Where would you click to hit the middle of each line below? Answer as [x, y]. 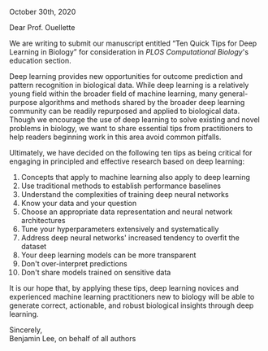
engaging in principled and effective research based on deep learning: [127, 161]
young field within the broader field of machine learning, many [113, 94]
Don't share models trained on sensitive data [96, 272]
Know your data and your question [79, 203]
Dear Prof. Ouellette [42, 27]
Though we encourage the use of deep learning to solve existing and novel [135, 120]
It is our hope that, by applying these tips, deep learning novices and [124, 288]
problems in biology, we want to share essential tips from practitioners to [131, 128]
